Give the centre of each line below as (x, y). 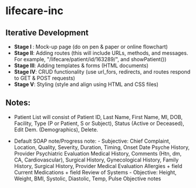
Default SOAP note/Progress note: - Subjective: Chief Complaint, (92, 141)
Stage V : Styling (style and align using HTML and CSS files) (86, 84)
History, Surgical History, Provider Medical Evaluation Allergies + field (98, 166)
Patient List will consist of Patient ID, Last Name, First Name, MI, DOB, (98, 117)
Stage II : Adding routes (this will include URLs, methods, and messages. (101, 53)
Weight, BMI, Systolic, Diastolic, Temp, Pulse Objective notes (87, 179)
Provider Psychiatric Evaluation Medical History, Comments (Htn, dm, (98, 153)
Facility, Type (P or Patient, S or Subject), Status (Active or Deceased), (99, 123)
